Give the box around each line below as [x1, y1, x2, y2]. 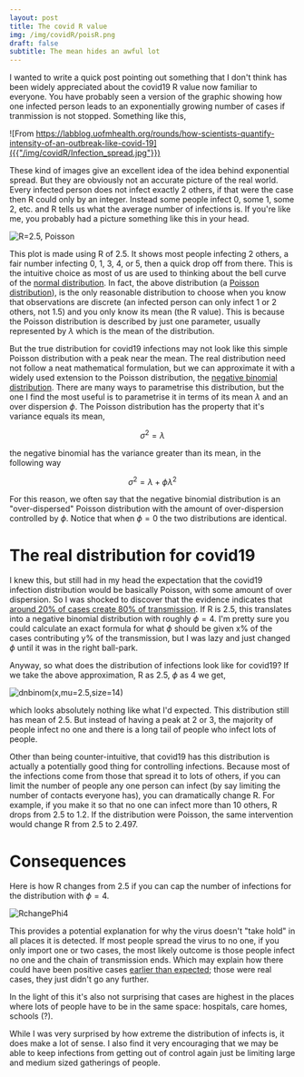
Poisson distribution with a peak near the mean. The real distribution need [9, 353, 286, 364]
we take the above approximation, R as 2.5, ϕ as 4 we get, [9, 669, 227, 681]
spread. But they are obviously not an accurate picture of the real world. [9, 174, 279, 186]
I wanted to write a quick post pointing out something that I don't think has [9, 72, 288, 83]
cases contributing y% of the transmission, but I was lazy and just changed [9, 633, 290, 644]
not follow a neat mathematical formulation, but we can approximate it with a [9, 362, 296, 373]
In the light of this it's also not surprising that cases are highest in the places [9, 992, 295, 1003]
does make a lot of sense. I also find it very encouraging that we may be [9, 1038, 279, 1049]
